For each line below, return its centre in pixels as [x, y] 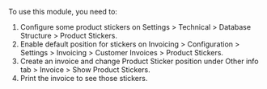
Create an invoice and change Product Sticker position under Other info [139, 61]
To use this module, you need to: [63, 12]
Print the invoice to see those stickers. [84, 78]
